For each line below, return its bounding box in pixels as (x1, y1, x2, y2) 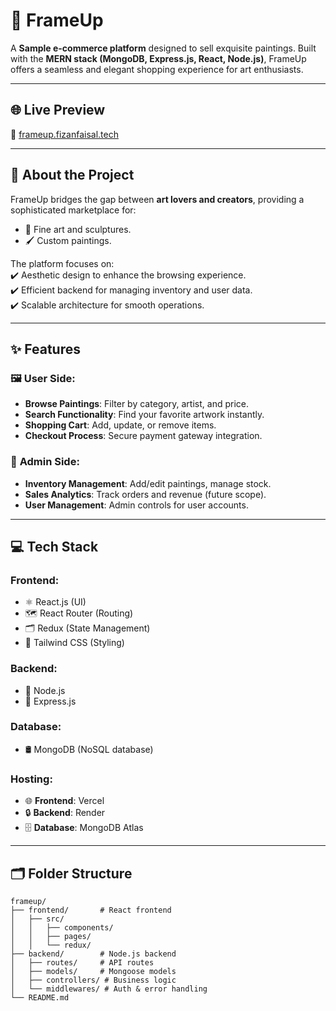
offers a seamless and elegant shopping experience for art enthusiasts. (10, 63, 304, 75)
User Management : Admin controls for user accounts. (24, 499, 249, 511)
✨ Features (10, 340, 81, 358)
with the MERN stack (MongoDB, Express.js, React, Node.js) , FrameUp (10, 52, 307, 64)
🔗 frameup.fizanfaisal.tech (10, 128, 119, 140)
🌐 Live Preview (10, 102, 106, 119)
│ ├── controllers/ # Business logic (10, 975, 177, 985)
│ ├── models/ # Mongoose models (10, 966, 177, 976)
